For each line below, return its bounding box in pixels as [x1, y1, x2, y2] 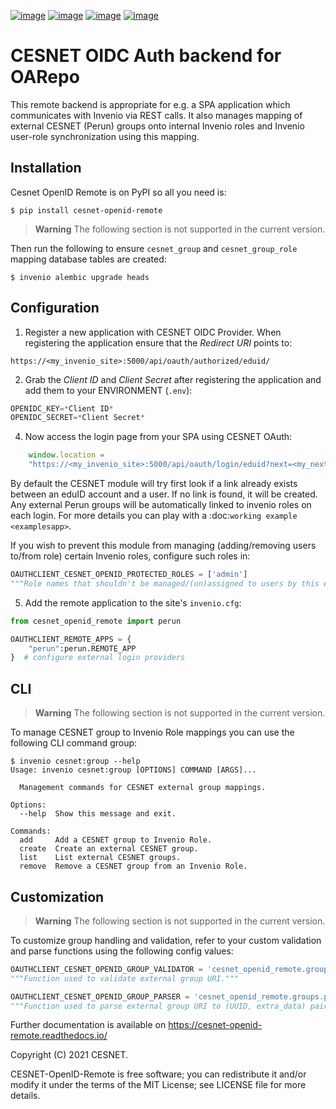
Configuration [10, 300, 100, 317]
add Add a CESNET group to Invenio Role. [19, 835, 213, 845]
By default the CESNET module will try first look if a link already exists [10, 478, 298, 490]
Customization [10, 888, 105, 905]
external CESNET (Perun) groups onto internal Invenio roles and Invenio [10, 120, 305, 132]
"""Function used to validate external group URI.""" [10, 973, 240, 984]
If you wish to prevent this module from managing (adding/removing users [10, 540, 317, 552]
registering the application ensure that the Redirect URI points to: [24, 336, 293, 349]
